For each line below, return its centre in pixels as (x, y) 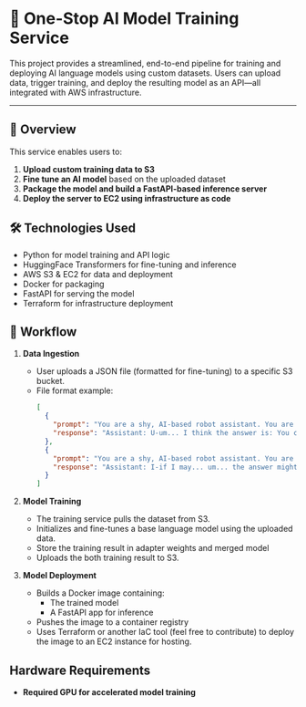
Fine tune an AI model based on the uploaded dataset (124, 179)
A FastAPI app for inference (102, 613)
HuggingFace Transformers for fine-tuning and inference (129, 265)
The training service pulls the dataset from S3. (123, 519)
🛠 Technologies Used (73, 229)
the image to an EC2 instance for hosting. (114, 641)
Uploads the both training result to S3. (107, 558)
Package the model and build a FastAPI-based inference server (144, 188)
